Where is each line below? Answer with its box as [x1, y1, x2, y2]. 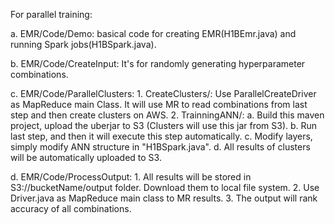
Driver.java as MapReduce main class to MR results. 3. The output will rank [10, 192, 318, 204]
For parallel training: [10, 9, 93, 20]
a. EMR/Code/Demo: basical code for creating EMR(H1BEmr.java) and [10, 28, 297, 39]
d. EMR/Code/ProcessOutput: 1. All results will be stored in [10, 171, 252, 183]
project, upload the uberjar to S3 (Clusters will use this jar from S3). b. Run [10, 120, 318, 131]
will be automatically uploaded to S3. [10, 152, 162, 163]
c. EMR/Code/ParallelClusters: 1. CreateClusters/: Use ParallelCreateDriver [10, 88, 317, 99]
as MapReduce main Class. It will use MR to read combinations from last [10, 99, 308, 110]
